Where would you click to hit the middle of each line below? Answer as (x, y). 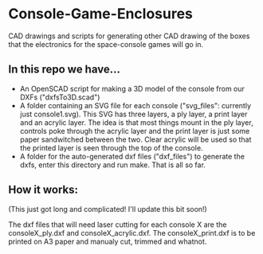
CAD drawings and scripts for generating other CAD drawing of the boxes (129, 36)
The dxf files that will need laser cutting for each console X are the (118, 225)
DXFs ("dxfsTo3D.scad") (60, 97)
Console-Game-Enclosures (101, 14)
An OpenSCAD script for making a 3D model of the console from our (132, 88)
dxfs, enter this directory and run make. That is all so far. (112, 165)
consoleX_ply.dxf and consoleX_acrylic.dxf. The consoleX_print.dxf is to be (132, 233)
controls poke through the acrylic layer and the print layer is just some (135, 131)
